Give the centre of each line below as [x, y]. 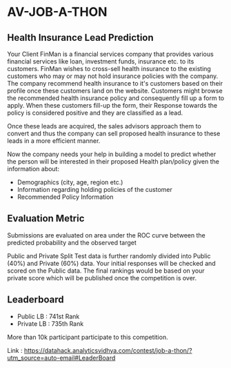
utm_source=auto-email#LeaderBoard [61, 358]
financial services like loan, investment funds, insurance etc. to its [101, 61]
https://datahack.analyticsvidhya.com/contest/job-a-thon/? [108, 350]
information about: [33, 169]
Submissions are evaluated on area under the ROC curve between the [106, 235]
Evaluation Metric [46, 219]
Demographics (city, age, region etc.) [70, 182]
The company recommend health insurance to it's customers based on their [115, 83]
